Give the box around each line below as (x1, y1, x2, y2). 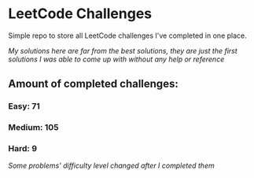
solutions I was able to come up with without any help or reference (8, 54, 225, 64)
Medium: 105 (8, 122, 59, 133)
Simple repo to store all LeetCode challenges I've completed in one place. (8, 31, 247, 40)
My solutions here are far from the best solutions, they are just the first (8, 46, 237, 55)
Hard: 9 (8, 143, 38, 154)
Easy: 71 (8, 101, 41, 112)
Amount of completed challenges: (8, 77, 179, 91)
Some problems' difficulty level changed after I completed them (8, 161, 215, 170)
